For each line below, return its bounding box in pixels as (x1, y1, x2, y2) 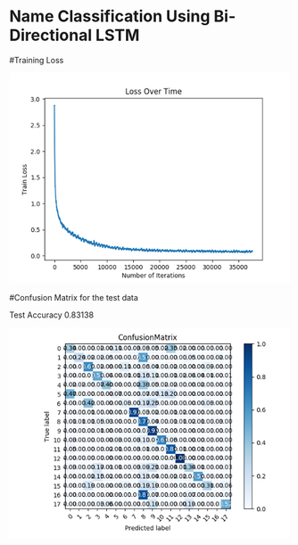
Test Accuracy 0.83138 (9, 310, 95, 320)
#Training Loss (9, 54, 64, 65)
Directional (9, 25, 92, 45)
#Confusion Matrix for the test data (9, 292, 138, 302)
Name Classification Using (9, 6, 211, 27)
